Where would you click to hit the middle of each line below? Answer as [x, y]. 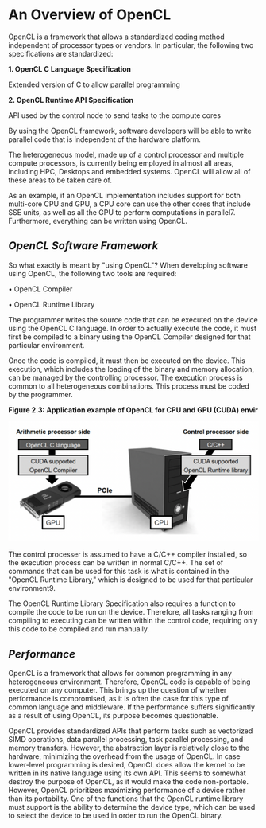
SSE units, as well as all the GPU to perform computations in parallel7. [122, 212]
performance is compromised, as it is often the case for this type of [118, 699]
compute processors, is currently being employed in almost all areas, [121, 163]
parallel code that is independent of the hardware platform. [104, 139]
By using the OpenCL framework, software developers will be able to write [130, 131]
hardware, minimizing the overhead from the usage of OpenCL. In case [124, 756]
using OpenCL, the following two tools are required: [93, 273]
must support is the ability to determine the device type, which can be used [132, 807]
